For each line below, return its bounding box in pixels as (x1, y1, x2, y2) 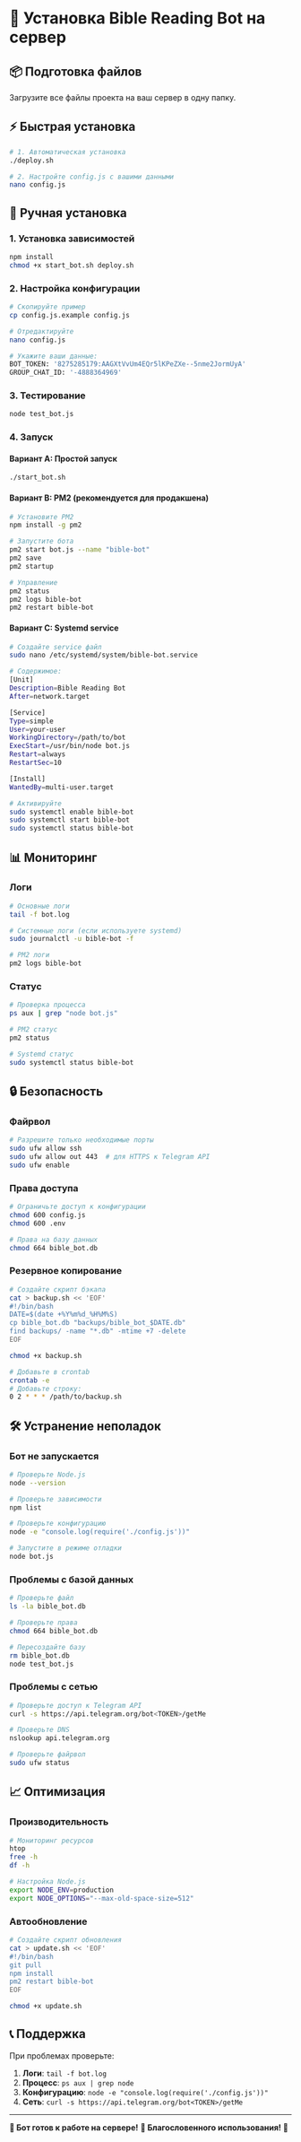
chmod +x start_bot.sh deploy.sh (9, 260, 134, 270)
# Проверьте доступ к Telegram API (9, 1701, 142, 1710)
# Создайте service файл (9, 642, 102, 651)
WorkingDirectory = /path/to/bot (9, 733, 126, 743)
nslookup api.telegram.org (9, 1734, 110, 1743)
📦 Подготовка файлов (9, 64, 142, 79)
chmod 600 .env (9, 1219, 66, 1228)
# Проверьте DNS (9, 1726, 70, 1735)
